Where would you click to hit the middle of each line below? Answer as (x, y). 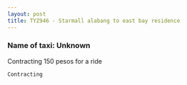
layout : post (27, 14)
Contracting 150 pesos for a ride (55, 61)
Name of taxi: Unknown (49, 46)
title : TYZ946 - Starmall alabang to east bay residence (94, 21)
